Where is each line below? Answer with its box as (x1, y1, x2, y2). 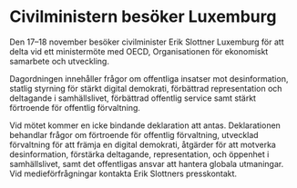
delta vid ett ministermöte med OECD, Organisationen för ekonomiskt (9, 45, 269, 56)
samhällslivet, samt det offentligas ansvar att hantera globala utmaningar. (9, 158, 284, 169)
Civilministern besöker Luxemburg (9, 6, 277, 27)
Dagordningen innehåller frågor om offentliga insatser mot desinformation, (9, 73, 289, 84)
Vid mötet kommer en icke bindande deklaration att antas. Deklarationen (9, 120, 281, 131)
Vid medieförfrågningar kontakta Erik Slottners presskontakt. (9, 168, 238, 179)
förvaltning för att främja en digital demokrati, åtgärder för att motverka (9, 139, 276, 150)
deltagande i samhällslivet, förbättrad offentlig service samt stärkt (9, 93, 257, 104)
